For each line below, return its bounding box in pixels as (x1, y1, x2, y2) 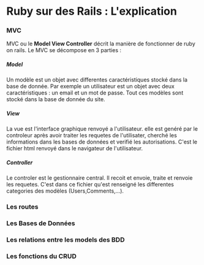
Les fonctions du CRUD (6, 252, 77, 261)
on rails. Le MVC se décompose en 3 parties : (6, 47, 121, 54)
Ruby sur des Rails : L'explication (6, 4, 178, 18)
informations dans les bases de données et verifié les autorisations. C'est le (6, 138, 198, 145)
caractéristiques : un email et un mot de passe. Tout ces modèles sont (6, 89, 184, 96)
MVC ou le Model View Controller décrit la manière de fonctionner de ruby (6, 40, 196, 47)
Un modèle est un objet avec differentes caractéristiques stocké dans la (6, 76, 188, 83)
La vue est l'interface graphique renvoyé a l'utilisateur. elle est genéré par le (6, 125, 198, 132)
